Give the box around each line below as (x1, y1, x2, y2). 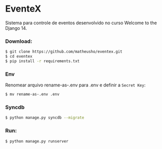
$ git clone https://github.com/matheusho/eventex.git (5, 49, 123, 55)
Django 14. (5, 25, 27, 31)
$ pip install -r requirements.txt (5, 59, 80, 64)
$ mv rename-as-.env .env (5, 92, 59, 97)
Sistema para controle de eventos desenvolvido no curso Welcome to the (5, 20, 157, 26)
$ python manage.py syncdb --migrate (5, 115, 85, 120)
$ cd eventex (5, 54, 33, 59)
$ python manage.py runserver (5, 138, 69, 144)
